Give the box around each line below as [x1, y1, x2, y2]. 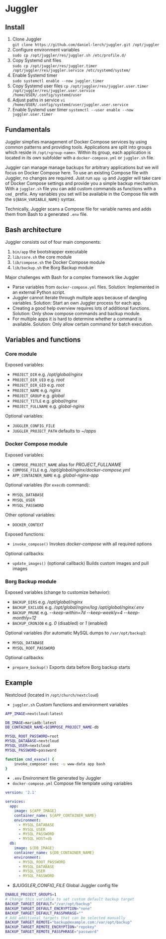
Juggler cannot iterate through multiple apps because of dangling [12, 294, 147, 300]
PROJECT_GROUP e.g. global [12, 393, 65, 399]
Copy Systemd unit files [12, 57, 62, 63]
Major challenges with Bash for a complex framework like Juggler [5, 274, 140, 280]
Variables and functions [5, 336, 81, 344]
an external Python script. [12, 289, 66, 295]
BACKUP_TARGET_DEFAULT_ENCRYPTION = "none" [5, 906, 92, 911]
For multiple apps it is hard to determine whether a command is [12, 316, 142, 322]
